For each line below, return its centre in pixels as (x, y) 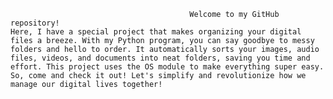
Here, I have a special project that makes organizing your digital (156, 32)
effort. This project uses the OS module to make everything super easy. (167, 67)
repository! (35, 23)
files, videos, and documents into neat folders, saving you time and (160, 58)
